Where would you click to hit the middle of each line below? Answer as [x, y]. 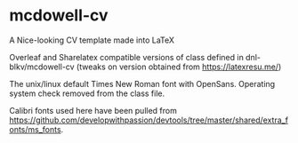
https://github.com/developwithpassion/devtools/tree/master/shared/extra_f [149, 120]
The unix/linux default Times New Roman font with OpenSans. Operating [142, 83]
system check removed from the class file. [87, 93]
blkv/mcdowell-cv [42, 67]
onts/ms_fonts [35, 129]
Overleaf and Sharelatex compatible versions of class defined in [127, 57]
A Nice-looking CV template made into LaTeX [92, 40]
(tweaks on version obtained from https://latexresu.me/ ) [179, 67]
